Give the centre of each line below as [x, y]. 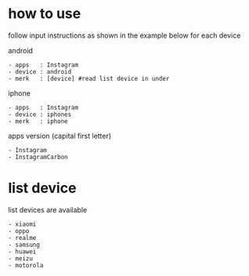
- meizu [21, 258]
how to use [45, 14]
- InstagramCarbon [38, 157]
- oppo [19, 231]
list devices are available [48, 209]
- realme [22, 238]
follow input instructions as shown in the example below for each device [125, 35]
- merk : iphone [38, 121]
